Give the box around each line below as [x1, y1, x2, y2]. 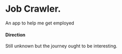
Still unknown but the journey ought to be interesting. [5, 43, 118, 49]
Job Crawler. [5, 3, 61, 15]
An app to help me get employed [5, 20, 74, 26]
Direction [5, 32, 26, 38]
